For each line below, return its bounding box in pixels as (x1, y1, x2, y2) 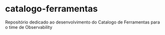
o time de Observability (5, 24, 53, 30)
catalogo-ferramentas (5, 3, 98, 14)
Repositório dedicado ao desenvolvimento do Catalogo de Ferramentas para (5, 19, 160, 25)
